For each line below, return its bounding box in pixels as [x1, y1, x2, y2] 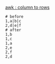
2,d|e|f [5, 23, 22, 28]
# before [5, 14, 24, 19]
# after [5, 27, 22, 33]
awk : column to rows [5, 5, 50, 10]
